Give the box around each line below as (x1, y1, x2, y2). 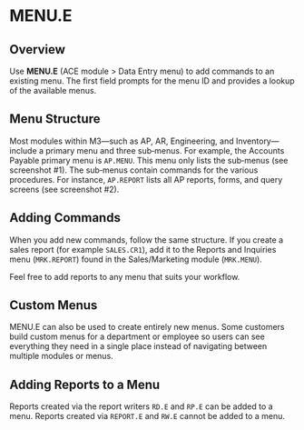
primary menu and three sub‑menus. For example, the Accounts (44, 145, 285, 155)
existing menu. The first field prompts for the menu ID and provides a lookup (9, 75, 295, 86)
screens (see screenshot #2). (9, 184, 120, 195)
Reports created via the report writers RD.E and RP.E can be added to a (9, 401, 274, 412)
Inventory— (235, 135, 279, 146)
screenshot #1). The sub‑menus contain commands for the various (9, 165, 259, 175)
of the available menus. (9, 85, 97, 95)
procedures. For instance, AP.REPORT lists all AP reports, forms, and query (9, 174, 283, 185)
